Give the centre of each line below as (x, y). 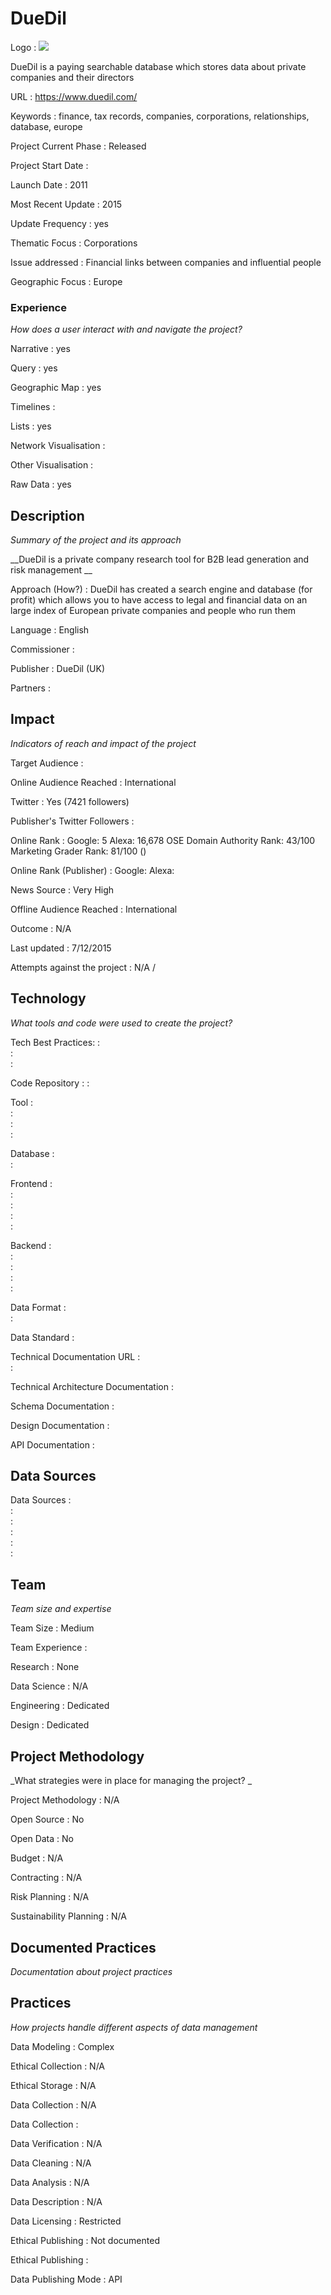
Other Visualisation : (52, 465)
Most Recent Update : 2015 (66, 204)
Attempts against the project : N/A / (83, 967)
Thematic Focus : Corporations (74, 243)
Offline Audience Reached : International (94, 909)
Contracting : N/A (46, 1878)
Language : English (50, 630)
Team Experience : (49, 1648)
